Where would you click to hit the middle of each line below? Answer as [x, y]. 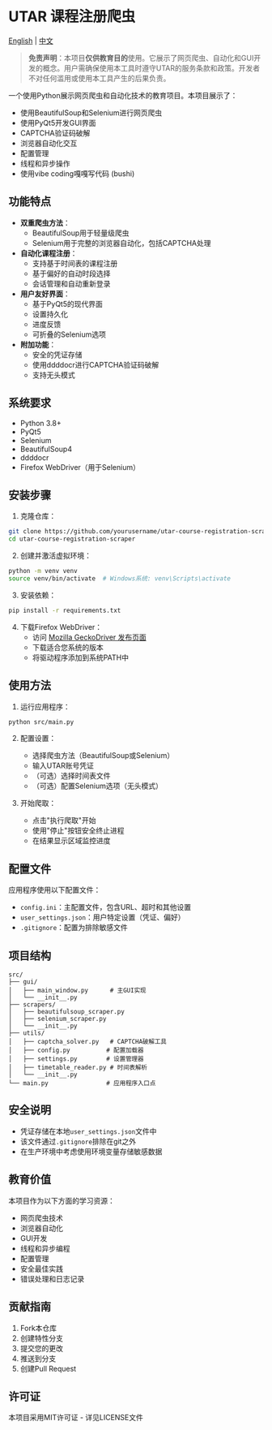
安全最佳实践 [41, 1268]
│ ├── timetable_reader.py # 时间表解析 [78, 1068]
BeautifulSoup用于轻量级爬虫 [81, 233]
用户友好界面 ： [45, 294]
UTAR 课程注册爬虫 [72, 17]
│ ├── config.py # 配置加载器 [76, 1051]
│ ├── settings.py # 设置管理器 [76, 1059]
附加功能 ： [38, 344]
